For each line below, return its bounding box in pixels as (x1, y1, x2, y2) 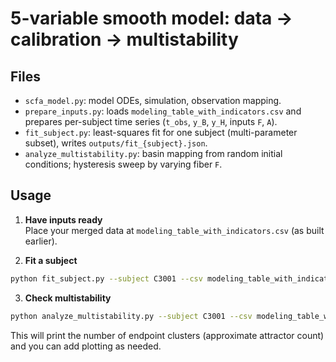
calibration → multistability (10, 28, 239, 51)
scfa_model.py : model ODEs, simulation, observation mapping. (24, 95, 282, 106)
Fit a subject (24, 254, 78, 266)
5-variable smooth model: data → (10, 7, 293, 30)
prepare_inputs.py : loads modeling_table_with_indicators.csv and (24, 105, 302, 117)
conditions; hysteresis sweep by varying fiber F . (24, 158, 223, 170)
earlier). (24, 235, 58, 247)
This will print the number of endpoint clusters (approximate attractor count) (10, 329, 325, 341)
